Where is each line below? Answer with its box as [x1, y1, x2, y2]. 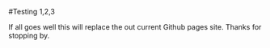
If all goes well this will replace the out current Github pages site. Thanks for [8, 22, 262, 31]
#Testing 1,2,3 [8, 7, 55, 16]
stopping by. [8, 31, 50, 40]
